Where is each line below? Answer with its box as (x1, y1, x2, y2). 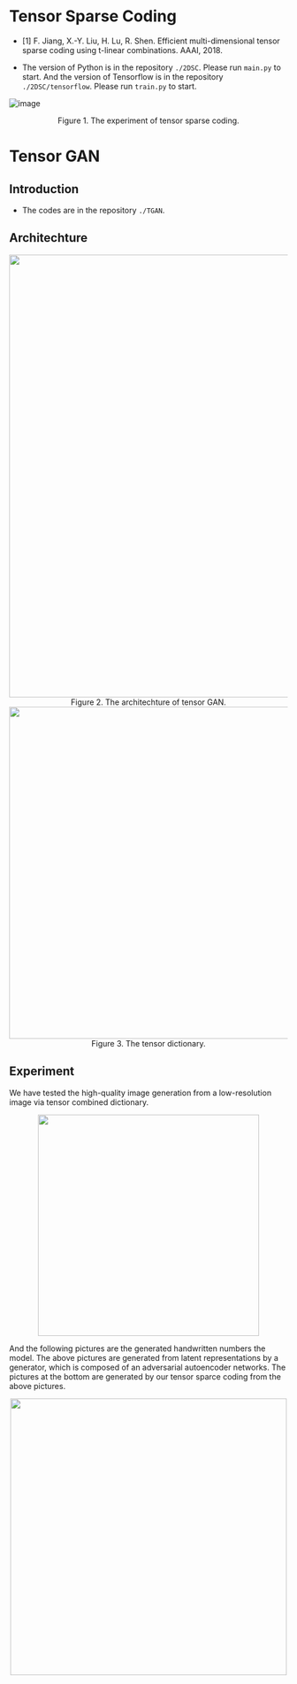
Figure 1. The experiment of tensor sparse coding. (57, 115, 240, 126)
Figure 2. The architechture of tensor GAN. (70, 697, 227, 707)
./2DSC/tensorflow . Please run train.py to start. (21, 81, 197, 91)
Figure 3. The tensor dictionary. (91, 1038, 206, 1048)
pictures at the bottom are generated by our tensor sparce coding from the (9, 1371, 281, 1382)
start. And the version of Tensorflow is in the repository (21, 71, 224, 81)
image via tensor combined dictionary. (9, 1096, 148, 1108)
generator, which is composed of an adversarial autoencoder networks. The (9, 1362, 286, 1372)
